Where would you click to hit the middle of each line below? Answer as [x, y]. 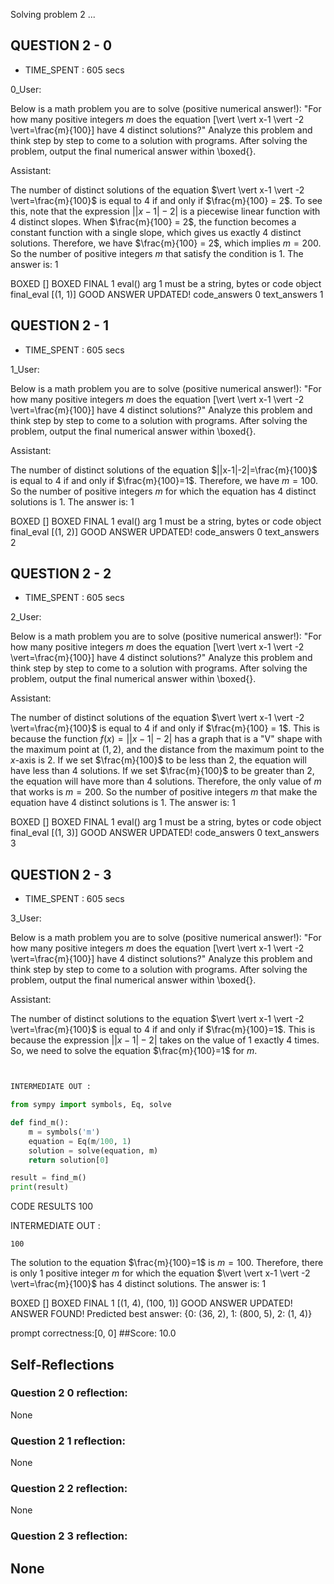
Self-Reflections [62, 1364]
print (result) [40, 1187]
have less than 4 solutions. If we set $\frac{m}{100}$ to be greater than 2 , [162, 771]
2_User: [26, 617]
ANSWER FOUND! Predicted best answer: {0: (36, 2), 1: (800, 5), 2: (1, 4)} [161, 1314]
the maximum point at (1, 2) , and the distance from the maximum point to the [167, 750]
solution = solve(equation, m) [93, 1150]
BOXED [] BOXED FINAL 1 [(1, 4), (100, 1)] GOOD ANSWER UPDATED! [151, 1303]
